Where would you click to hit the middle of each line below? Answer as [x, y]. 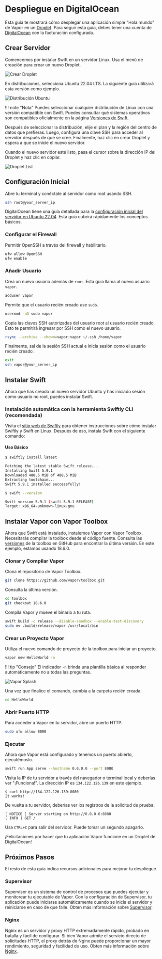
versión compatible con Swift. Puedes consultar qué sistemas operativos [78, 112]
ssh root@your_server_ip [30, 202]
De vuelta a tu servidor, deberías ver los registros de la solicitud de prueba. [80, 805]
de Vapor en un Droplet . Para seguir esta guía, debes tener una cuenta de [78, 27]
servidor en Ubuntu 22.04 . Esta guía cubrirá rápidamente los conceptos [76, 217]
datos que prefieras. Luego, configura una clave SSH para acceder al [74, 132]
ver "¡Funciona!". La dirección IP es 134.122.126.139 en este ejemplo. [74, 783]
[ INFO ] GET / [20, 818]
